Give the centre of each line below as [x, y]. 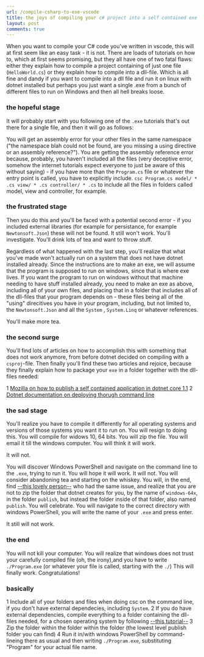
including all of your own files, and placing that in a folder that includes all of [102, 290]
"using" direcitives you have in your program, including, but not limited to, [99, 303]
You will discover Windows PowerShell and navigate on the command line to [102, 467]
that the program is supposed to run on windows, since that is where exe [98, 271]
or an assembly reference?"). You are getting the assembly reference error [100, 152]
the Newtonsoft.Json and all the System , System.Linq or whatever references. [102, 309]
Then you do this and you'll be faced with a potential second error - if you [99, 220]
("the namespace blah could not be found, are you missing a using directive [101, 145]
